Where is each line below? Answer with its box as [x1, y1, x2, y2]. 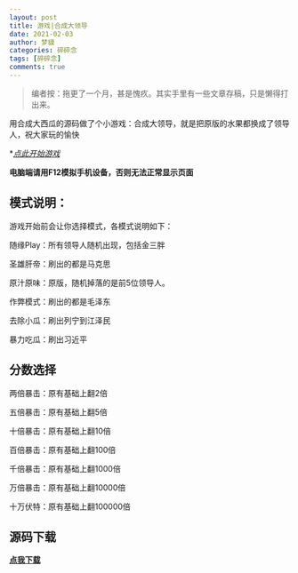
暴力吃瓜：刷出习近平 [9, 334, 87, 345]
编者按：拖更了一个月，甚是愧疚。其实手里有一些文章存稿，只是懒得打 [30, 88, 289, 99]
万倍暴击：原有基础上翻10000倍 [9, 481, 126, 493]
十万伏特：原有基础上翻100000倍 [9, 501, 131, 512]
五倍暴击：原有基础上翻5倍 [9, 406, 109, 418]
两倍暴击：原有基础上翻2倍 [9, 387, 109, 398]
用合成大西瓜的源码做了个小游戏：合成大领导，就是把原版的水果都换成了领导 [9, 117, 290, 129]
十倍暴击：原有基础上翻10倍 [9, 426, 111, 436]
